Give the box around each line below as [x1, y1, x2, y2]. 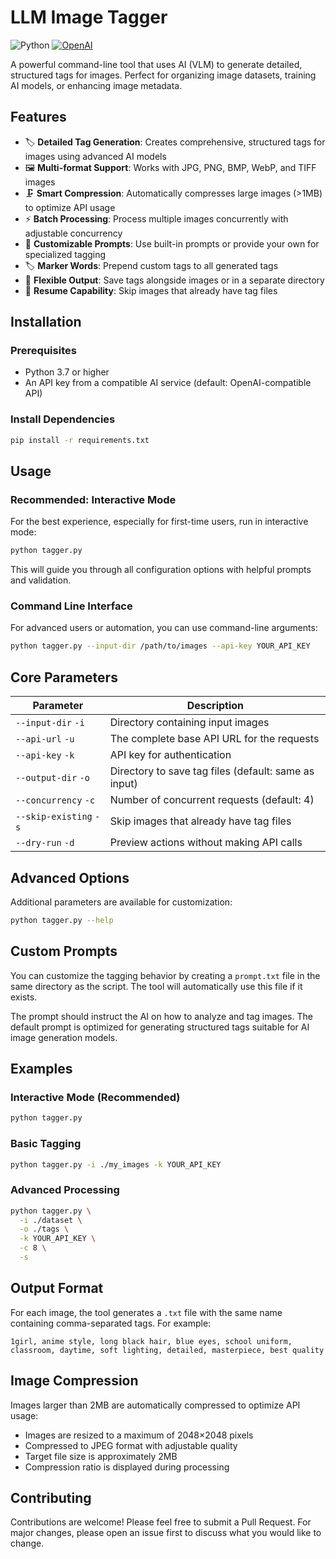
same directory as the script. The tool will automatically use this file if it [10, 980, 303, 992]
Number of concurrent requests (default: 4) [109, 793, 315, 807]
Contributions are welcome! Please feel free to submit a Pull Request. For [10, 1516, 312, 1528]
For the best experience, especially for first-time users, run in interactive [10, 516, 309, 528]
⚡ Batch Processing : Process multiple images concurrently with [24, 212, 289, 225]
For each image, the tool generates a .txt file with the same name [10, 1306, 283, 1318]
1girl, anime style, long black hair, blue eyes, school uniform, [10, 1336, 293, 1346]
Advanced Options [10, 869, 130, 886]
